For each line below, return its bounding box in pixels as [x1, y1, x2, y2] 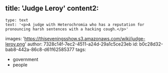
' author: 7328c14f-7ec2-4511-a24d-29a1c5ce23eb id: [24, 41, 138, 47]
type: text [5, 17, 29, 22]
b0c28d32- [139, 41, 163, 47]
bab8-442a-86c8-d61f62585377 [5, 46, 75, 53]
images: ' [5, 35, 24, 41]
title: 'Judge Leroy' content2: [5, 4, 99, 13]
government [12, 56, 39, 62]
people [12, 61, 28, 68]
